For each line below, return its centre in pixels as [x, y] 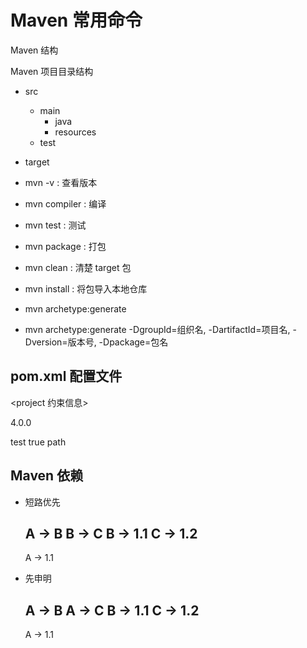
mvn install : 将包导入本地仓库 [86, 288]
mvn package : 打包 [65, 246]
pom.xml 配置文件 [66, 376]
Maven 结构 [34, 50]
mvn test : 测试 [55, 225]
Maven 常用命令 [76, 20]
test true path [38, 442]
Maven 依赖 [47, 476]
